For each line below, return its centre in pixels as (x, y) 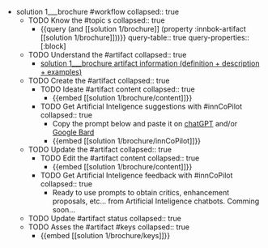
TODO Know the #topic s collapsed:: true (96, 20)
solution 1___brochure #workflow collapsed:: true (98, 12)
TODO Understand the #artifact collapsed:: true (107, 55)
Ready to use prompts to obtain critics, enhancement (141, 192)
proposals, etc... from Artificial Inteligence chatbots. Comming (156, 201)
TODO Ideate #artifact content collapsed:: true (118, 89)
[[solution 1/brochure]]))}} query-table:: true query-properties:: (145, 37)
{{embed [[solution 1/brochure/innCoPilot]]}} (126, 141)
